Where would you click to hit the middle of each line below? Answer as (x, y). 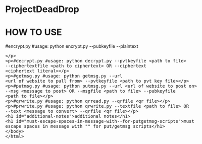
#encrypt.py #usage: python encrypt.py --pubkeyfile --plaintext (72, 46)
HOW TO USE (34, 32)
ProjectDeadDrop (42, 9)
